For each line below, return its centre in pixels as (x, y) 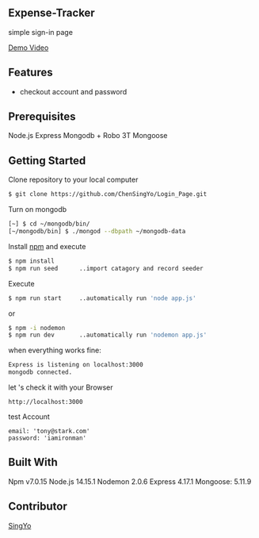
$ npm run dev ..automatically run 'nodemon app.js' (108, 335)
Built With (33, 462)
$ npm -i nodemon (37, 328)
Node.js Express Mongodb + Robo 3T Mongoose (88, 136)
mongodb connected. (40, 372)
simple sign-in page (41, 32)
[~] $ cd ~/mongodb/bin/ (49, 224)
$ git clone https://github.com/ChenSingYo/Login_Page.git (108, 194)
